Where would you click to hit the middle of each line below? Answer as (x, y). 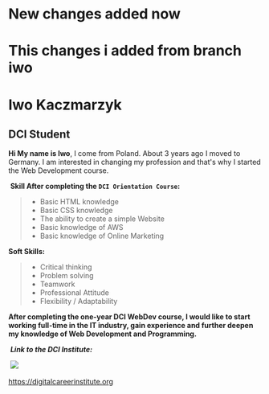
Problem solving (67, 276)
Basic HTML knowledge (79, 202)
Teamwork (57, 284)
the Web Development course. (59, 170)
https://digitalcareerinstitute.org (61, 382)
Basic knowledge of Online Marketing (102, 236)
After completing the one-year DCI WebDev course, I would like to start (129, 317)
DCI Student (39, 134)
